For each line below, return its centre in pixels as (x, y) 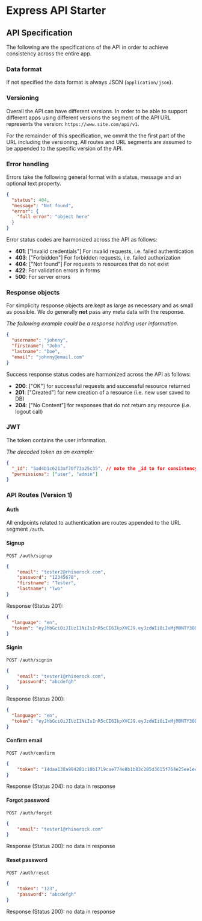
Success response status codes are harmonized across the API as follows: (99, 374)
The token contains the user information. (57, 440)
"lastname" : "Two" (40, 589)
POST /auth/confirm (31, 753)
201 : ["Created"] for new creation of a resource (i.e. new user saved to (103, 392)
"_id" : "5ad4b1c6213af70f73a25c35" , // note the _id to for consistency (105, 468)
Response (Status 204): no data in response (61, 786)
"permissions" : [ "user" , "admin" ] (55, 474)
